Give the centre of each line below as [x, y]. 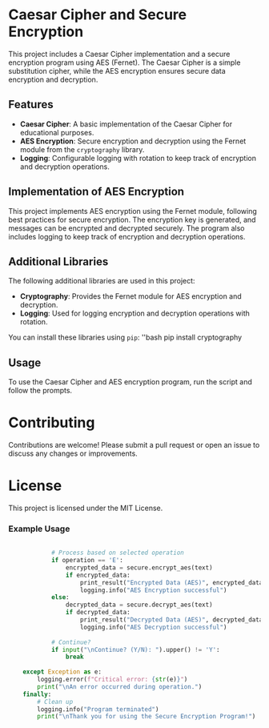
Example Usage [39, 529]
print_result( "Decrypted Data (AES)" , [145, 620]
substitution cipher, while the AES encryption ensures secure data [117, 70]
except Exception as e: [62, 672]
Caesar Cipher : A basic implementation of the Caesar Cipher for [126, 124]
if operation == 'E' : [87, 561]
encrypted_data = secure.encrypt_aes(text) [139, 567]
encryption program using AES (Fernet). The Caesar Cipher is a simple [124, 62]
